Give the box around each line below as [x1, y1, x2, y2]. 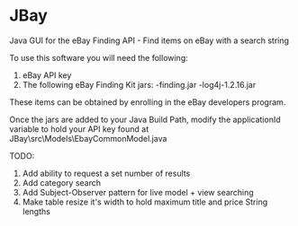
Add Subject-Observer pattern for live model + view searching [22, 187, 254, 197]
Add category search [22, 177, 102, 188]
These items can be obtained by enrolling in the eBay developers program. [9, 96, 286, 108]
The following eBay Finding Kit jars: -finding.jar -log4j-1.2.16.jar [22, 79, 257, 90]
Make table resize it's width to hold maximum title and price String [22, 196, 268, 207]
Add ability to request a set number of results [22, 168, 191, 178]
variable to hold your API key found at [9, 123, 149, 135]
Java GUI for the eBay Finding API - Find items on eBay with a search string [9, 35, 290, 46]
